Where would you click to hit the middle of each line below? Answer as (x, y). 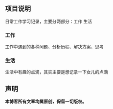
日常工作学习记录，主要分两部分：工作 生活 (48, 21)
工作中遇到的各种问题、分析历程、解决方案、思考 (54, 47)
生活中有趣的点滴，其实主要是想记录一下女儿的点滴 (56, 72)
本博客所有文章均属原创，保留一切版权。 (46, 102)
